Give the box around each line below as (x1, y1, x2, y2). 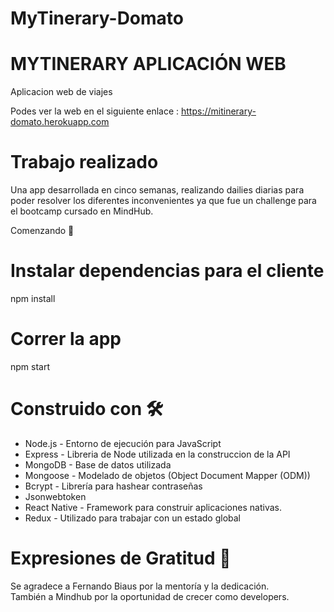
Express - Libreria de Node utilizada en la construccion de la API (24, 448, 291, 460)
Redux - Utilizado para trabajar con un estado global (24, 512, 242, 524)
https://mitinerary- (180, 105, 257, 117)
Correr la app (10, 328, 122, 351)
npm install (10, 293, 56, 304)
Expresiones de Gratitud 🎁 (10, 547, 232, 570)
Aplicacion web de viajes (10, 86, 113, 98)
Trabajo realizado (10, 151, 159, 174)
